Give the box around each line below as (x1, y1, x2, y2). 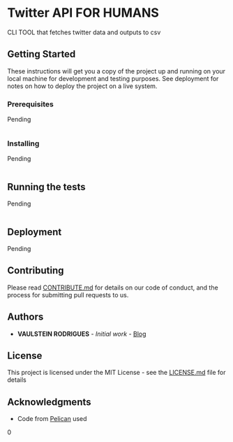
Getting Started (7, 48, 76, 60)
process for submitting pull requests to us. (7, 290, 129, 299)
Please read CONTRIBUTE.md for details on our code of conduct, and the (7, 283, 218, 292)
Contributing (7, 264, 64, 277)
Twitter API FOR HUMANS (7, 5, 159, 21)
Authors (7, 311, 44, 323)
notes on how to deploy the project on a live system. (7, 82, 158, 90)
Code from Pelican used (17, 415, 87, 423)
